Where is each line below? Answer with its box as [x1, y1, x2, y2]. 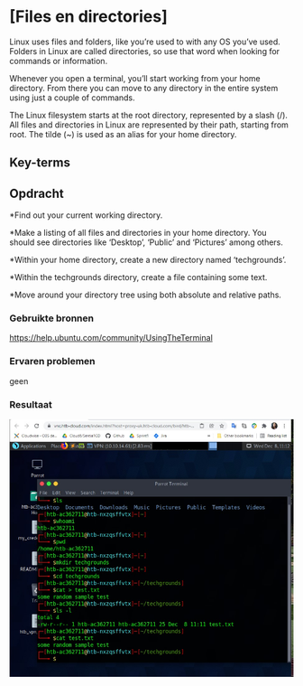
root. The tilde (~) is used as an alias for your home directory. [9, 128, 237, 139]
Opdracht [9, 185, 65, 201]
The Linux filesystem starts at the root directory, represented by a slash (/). [9, 109, 289, 120]
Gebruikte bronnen [9, 312, 95, 324]
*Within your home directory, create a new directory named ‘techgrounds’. [9, 255, 287, 266]
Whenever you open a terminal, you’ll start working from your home [9, 72, 262, 83]
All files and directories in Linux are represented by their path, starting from [9, 119, 289, 130]
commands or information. [9, 55, 108, 66]
